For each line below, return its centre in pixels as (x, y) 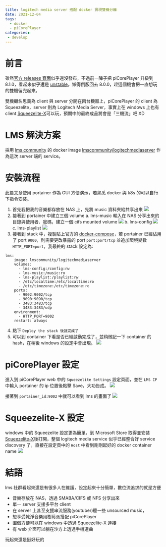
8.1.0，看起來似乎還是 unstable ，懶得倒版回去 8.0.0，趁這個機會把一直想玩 (81, 84)
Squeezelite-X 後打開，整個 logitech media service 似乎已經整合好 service (80, 438)
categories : (17, 33)
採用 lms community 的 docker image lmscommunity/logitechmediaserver (80, 150)
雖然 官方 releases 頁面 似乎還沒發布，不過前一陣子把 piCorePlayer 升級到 (79, 78)
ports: (21, 290)
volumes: (23, 264)
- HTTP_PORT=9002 (36, 316)
